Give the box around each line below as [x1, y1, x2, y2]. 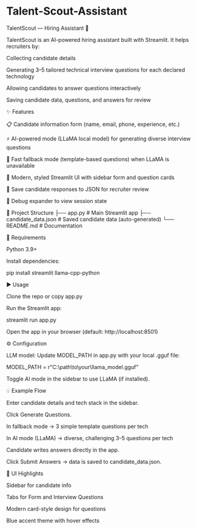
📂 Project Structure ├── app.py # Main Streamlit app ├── [6, 209, 152, 216]
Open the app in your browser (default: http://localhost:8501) [6, 328, 159, 335]
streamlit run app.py [6, 316, 56, 323]
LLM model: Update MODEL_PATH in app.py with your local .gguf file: [6, 351, 180, 359]
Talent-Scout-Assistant [6, 4, 127, 18]
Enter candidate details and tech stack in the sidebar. [6, 399, 139, 406]
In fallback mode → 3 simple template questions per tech [6, 423, 149, 430]
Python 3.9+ [6, 245, 38, 253]
